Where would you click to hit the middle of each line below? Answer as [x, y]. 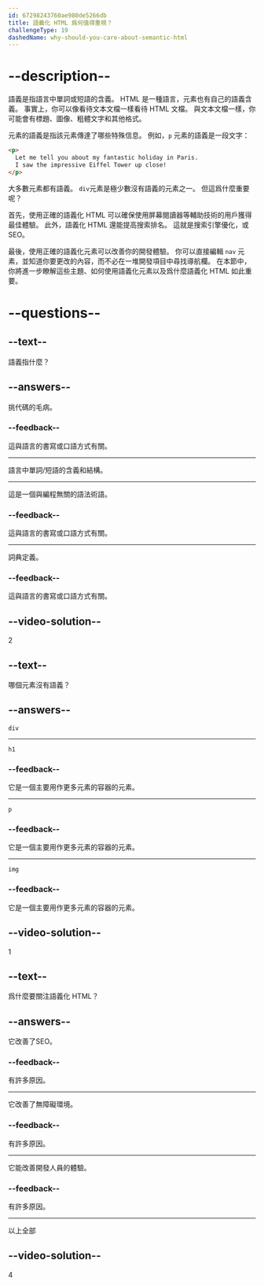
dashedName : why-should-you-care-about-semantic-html [98, 37]
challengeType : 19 [38, 30]
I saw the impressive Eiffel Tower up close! [91, 165]
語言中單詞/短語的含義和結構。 [58, 470]
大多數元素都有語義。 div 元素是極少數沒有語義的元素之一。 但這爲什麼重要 [129, 188]
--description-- [60, 76]
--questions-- [54, 313]
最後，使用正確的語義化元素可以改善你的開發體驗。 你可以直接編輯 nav [122, 251]
